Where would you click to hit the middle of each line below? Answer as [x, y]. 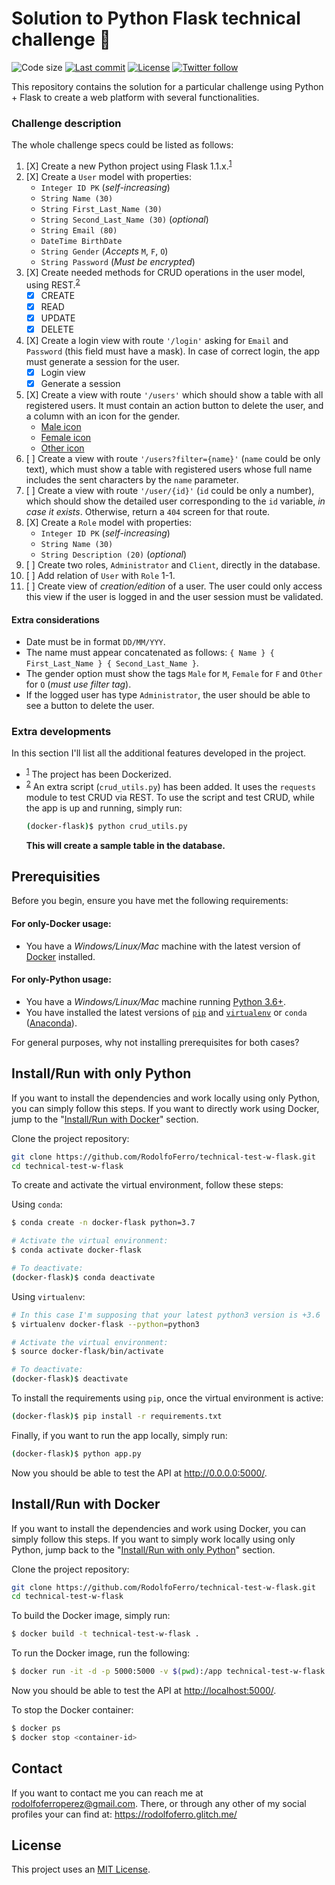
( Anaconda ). [51, 1023]
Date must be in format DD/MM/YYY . [95, 642]
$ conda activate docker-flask [76, 1250]
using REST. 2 [53, 284]
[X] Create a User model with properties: [108, 176]
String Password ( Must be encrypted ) [118, 261]
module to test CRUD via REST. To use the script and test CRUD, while [170, 797]
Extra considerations [55, 619]
